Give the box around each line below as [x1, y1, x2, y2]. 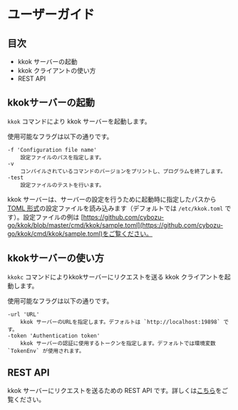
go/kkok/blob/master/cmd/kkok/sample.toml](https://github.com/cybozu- [7, 220, 223, 229]
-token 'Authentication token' [7, 332, 100, 339]
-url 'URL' [7, 311, 40, 318]
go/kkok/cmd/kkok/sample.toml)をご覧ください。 [7, 229, 153, 237]
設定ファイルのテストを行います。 [20, 181, 105, 189]
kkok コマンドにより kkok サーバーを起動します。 [7, 117, 151, 125]
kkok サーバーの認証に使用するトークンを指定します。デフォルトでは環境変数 [20, 339, 216, 347]
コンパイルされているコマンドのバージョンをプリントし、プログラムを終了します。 [20, 168, 227, 175]
